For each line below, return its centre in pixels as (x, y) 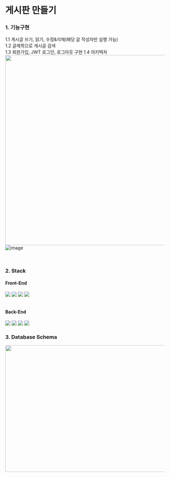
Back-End (16, 312)
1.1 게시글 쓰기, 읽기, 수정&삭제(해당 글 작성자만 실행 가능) (62, 40)
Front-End (16, 283)
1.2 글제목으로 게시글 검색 (30, 46)
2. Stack (16, 271)
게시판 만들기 (31, 10)
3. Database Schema (31, 337)
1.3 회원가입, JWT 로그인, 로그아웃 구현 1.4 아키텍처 (56, 52)
